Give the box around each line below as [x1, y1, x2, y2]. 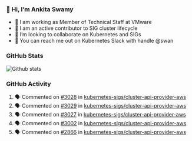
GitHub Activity [6, 80, 51, 88]
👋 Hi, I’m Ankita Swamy [6, 5, 74, 13]
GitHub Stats [6, 52, 44, 60]
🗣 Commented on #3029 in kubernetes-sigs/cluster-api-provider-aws [14, 102, 187, 109]
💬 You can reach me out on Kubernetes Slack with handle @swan [14, 37, 174, 44]
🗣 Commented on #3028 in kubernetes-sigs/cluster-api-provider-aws [14, 93, 187, 100]
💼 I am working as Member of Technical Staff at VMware [14, 19, 152, 26]
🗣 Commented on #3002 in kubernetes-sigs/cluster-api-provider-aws [14, 119, 187, 126]
